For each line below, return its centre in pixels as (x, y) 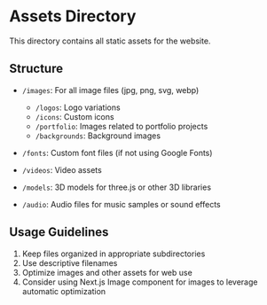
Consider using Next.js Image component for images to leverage (140, 282)
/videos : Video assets (62, 169)
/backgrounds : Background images (98, 136)
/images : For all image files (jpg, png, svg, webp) (110, 90)
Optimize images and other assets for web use (107, 272)
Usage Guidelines (59, 232)
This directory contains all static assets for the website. (110, 41)
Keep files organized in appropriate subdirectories (114, 254)
